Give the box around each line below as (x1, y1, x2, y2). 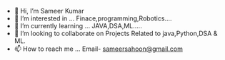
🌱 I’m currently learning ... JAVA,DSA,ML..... (14, 22, 143, 30)
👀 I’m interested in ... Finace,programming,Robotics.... (14, 14, 173, 23)
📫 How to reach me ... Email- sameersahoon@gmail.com (14, 44, 184, 53)
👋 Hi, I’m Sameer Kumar (14, 7, 84, 15)
